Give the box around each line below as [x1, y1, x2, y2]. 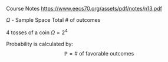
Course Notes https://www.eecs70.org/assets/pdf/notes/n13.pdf [6, 5, 162, 12]
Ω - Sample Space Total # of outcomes [6, 17, 101, 23]
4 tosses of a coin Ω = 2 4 [6, 28, 68, 36]
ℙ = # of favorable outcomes [64, 50, 134, 57]
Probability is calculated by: [6, 40, 74, 47]
